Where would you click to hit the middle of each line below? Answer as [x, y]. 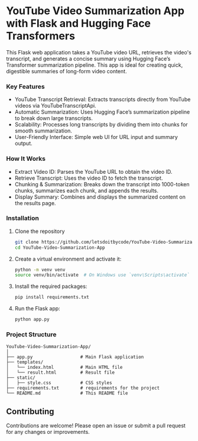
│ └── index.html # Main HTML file [64, 368]
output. [23, 144]
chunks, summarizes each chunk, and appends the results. [86, 190]
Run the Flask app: [37, 309]
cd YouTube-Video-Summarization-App [60, 247]
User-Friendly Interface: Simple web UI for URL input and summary [96, 137]
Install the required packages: [51, 286]
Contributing [30, 411]
